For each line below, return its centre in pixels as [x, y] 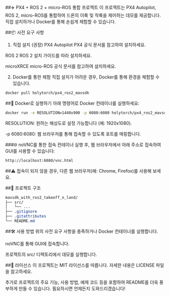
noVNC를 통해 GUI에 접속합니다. [37, 243]
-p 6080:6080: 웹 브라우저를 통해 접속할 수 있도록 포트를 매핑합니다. [73, 134]
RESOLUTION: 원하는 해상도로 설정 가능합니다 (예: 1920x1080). [69, 123]
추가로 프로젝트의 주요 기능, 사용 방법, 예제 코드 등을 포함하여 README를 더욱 [82, 282]
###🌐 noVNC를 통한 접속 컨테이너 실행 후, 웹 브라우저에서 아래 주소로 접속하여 [83, 144]
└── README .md [20, 221]
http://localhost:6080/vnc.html [39, 160]
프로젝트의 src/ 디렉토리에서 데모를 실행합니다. [51, 254]
